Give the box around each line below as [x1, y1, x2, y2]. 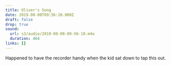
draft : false [5, 17, 33, 22]
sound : [5, 27, 19, 32]
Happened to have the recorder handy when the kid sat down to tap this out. [5, 55, 166, 61]
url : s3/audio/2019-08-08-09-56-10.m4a [10, 31, 95, 36]
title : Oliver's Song [5, 7, 52, 13]
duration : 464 [10, 36, 40, 41]
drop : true [5, 21, 29, 27]
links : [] [5, 41, 27, 46]
